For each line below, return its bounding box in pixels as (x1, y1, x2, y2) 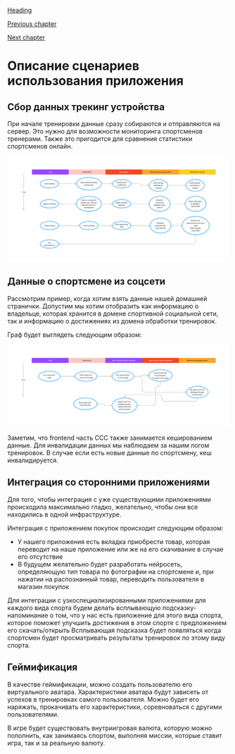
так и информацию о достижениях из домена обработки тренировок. (7, 316, 217, 325)
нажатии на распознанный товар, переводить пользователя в (17, 574, 205, 583)
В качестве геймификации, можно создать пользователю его (7, 680, 193, 688)
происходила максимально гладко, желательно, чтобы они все (7, 502, 198, 511)
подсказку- (162, 603, 197, 612)
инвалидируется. (7, 456, 58, 464)
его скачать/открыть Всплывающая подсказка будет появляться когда (7, 626, 222, 634)
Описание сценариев (7, 58, 139, 74)
